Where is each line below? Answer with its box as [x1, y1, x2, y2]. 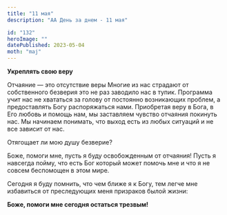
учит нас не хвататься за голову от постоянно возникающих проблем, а [7, 95, 221, 104]
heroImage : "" [7, 35, 48, 42]
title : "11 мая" [7, 10, 54, 17]
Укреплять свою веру [7, 67, 74, 75]
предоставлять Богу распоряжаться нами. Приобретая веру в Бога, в [7, 103, 214, 111]
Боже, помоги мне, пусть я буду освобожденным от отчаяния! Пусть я [7, 151, 216, 160]
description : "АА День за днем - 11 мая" [7, 17, 128, 24]
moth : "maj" [7, 48, 41, 55]
